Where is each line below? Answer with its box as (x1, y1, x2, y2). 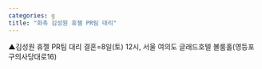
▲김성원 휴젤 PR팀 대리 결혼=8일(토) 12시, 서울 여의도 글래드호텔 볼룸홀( (8, 41, 236, 52)
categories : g (8, 11, 56, 20)
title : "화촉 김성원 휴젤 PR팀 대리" (8, 19, 117, 27)
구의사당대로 (8, 52, 48, 61)
